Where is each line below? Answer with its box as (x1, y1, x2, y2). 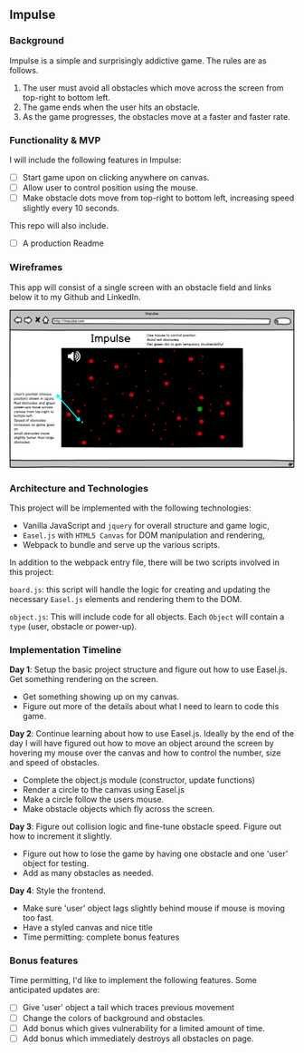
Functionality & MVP (9, 133, 101, 146)
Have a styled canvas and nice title (22, 922, 154, 933)
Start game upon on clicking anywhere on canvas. (22, 171, 210, 182)
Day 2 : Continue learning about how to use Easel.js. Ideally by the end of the (9, 728, 295, 739)
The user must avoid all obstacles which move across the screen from (22, 82, 284, 93)
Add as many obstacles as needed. (22, 868, 154, 879)
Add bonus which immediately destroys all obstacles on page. (22, 1033, 254, 1044)
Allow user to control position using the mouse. (22, 182, 199, 193)
